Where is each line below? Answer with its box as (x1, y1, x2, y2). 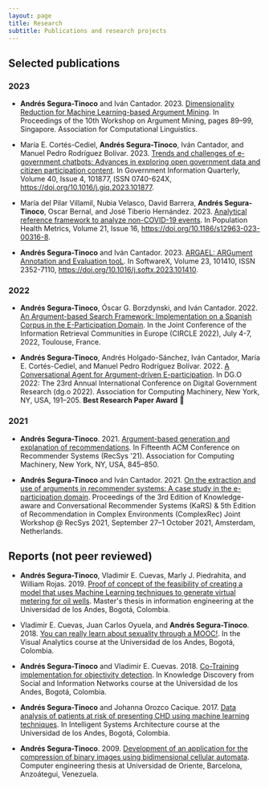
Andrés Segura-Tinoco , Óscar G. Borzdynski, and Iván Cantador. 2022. (19, 303, 259, 313)
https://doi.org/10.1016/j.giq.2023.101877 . (19, 182, 155, 193)
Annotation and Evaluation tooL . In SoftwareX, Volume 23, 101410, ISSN (19, 256, 255, 266)
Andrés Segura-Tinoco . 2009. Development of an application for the (19, 744, 249, 753)
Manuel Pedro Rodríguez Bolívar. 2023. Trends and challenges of (19, 149, 236, 158)
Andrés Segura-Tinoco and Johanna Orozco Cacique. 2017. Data (19, 703, 237, 712)
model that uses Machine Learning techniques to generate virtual (19, 588, 236, 597)
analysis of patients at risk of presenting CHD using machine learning (19, 712, 250, 721)
